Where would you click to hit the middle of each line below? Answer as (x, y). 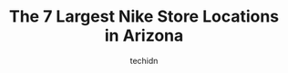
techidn (144, 60)
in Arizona (144, 36)
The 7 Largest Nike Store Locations (144, 17)
